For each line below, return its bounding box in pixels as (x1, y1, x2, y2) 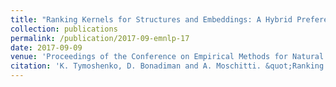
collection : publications (10, 24, 118, 34)
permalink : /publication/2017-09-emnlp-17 (10, 33, 190, 43)
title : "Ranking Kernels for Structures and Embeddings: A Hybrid (10, 14, 293, 25)
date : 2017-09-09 (10, 42, 83, 53)
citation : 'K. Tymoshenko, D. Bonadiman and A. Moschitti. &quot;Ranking (10, 61, 325, 71)
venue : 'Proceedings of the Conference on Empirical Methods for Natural (10, 52, 325, 62)
